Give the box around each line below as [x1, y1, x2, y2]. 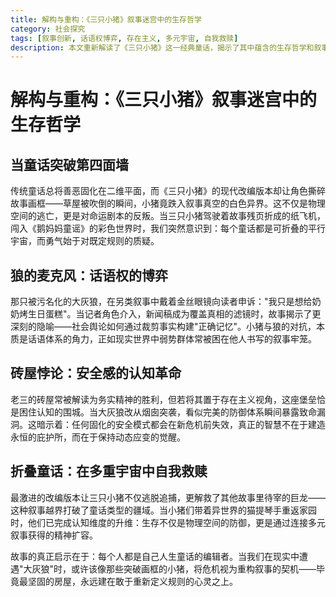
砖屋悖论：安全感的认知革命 [10, 365, 182, 382]
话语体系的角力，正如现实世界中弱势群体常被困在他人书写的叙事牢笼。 [27, 333, 317, 345]
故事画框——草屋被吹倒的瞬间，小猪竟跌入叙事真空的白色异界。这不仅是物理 [10, 197, 326, 210]
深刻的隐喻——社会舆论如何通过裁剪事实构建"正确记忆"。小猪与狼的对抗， [10, 321, 317, 333]
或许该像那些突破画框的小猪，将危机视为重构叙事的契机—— [71, 562, 317, 575]
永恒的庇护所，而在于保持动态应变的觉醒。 [10, 431, 186, 443]
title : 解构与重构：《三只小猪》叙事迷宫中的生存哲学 [10, 14, 202, 25]
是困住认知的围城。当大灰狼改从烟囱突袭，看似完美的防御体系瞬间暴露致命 [10, 406, 317, 418]
